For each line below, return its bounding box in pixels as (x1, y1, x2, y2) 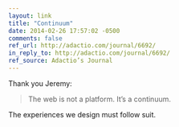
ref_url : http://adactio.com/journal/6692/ (8, 42, 157, 50)
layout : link (8, 11, 52, 20)
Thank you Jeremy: (8, 78, 72, 88)
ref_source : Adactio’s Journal (8, 57, 113, 65)
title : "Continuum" (8, 19, 74, 27)
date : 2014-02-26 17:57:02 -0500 (8, 27, 120, 35)
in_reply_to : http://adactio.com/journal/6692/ (8, 49, 171, 57)
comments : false (8, 34, 63, 43)
